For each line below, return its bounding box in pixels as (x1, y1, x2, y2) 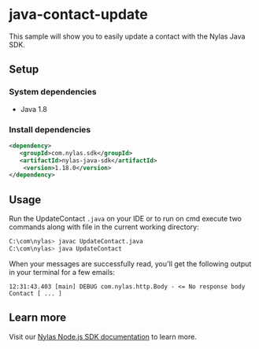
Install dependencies (9, 124, 91, 135)
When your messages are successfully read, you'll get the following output (9, 258, 252, 269)
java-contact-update (9, 6, 148, 24)
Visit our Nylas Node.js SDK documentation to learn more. (9, 332, 198, 341)
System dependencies (9, 87, 97, 98)
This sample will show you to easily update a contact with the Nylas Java (9, 32, 246, 41)
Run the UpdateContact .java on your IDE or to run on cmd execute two (9, 214, 242, 224)
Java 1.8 (20, 104, 48, 113)
